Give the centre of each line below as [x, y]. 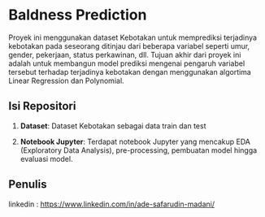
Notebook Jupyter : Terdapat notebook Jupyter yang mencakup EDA [135, 141]
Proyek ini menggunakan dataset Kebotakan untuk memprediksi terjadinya [133, 37]
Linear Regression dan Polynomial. [66, 80]
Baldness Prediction [78, 15]
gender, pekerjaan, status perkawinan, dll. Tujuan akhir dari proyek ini [125, 54]
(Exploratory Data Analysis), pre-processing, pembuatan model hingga [139, 150]
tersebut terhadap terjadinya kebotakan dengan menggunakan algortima [130, 72]
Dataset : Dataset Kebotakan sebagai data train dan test [113, 126]
